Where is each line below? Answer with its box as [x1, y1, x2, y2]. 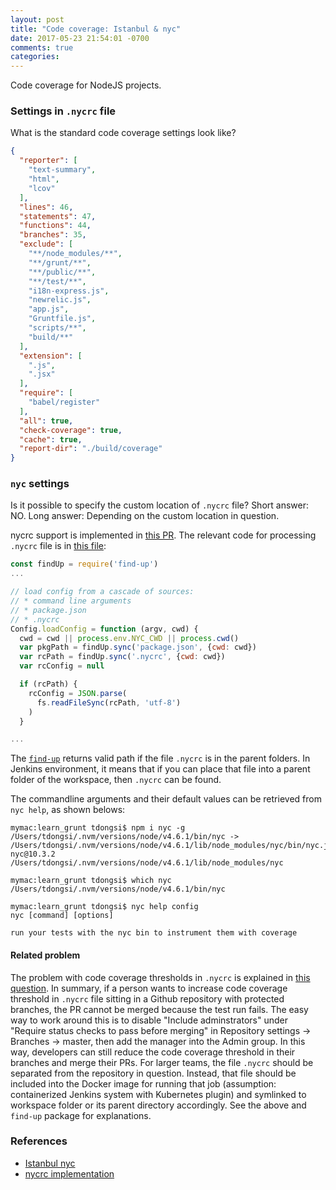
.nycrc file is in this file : [10, 540, 107, 552]
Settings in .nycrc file [10, 104, 117, 118]
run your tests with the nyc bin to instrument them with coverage [10, 928, 298, 938]
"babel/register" [28, 397, 101, 408]
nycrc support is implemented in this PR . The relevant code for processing [10, 529, 317, 541]
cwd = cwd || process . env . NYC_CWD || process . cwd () [19, 633, 240, 643]
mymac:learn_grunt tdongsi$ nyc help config [10, 902, 199, 912]
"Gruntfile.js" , [28, 314, 97, 324]
